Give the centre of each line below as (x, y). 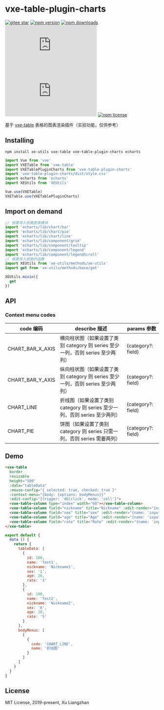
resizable (19, 476)
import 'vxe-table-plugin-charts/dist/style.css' (57, 174)
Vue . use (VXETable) (24, 192)
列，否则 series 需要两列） (91, 438)
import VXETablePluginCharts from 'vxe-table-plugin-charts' (69, 169)
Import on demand (34, 211)
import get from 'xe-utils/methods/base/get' (52, 268)
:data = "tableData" (28, 485)
